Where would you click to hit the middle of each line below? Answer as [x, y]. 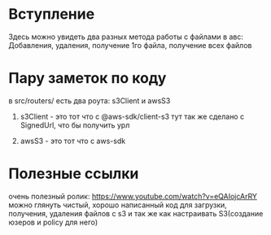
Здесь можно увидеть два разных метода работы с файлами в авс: [126, 37]
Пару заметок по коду [87, 78]
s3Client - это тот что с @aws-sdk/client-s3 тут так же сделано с [132, 116]
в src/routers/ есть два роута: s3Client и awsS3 [90, 100]
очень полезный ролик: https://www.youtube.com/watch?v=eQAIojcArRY [133, 196]
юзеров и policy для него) [53, 222]
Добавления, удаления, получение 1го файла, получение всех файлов [130, 45]
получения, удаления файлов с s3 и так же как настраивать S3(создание [136, 213]
